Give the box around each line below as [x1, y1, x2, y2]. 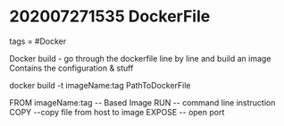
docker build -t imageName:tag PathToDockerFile [9, 80, 191, 90]
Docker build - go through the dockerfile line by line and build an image [9, 53, 271, 63]
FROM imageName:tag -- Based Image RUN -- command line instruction [9, 97, 276, 108]
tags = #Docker [9, 36, 67, 46]
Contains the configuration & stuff [9, 63, 134, 73]
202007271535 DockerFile [9, 6, 211, 27]
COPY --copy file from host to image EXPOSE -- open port [9, 106, 225, 117]
